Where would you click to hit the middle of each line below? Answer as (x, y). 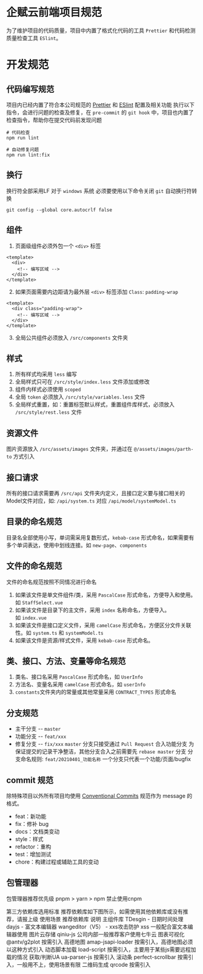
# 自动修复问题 (23, 149)
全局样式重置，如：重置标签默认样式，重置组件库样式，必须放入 (95, 405)
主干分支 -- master (38, 729)
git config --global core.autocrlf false (59, 210)
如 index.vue (31, 617)
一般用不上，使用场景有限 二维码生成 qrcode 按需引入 (84, 964)
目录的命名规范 (34, 522)
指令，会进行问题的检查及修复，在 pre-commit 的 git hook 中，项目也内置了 (100, 112)
